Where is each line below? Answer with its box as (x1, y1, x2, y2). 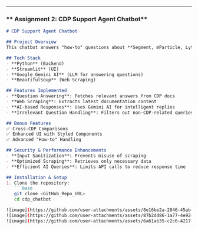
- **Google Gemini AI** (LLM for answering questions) (6, 71, 144, 77)
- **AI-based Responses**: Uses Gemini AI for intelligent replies (6, 104, 176, 110)
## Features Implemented (6, 88, 67, 94)
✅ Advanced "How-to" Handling (6, 137, 81, 143)
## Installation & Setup (6, 175, 67, 180)
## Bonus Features (6, 120, 51, 126)
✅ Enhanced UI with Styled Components (6, 131, 103, 137)
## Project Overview (6, 39, 57, 45)
